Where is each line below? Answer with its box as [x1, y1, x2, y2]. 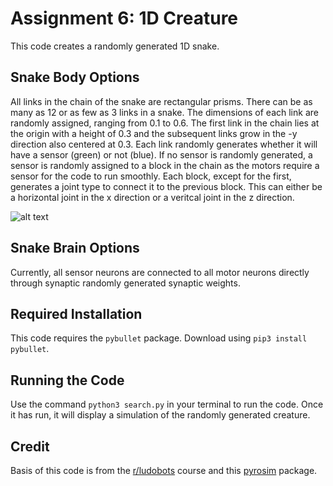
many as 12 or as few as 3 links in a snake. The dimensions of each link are [10, 106, 319, 118]
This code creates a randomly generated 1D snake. [10, 40, 220, 52]
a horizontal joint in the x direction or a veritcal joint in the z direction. [10, 191, 295, 203]
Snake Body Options [10, 69, 140, 86]
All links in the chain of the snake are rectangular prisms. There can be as [10, 95, 313, 107]
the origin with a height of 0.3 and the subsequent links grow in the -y [10, 127, 298, 139]
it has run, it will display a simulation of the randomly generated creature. [10, 409, 311, 421]
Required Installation [10, 305, 143, 322]
